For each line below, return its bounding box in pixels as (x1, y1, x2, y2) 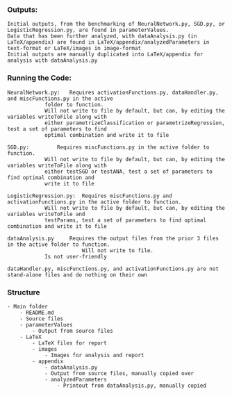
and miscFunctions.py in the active (7, 95, 113, 102)
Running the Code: (7, 73, 72, 83)
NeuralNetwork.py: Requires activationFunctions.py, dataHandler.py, (7, 89, 219, 96)
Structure (7, 287, 40, 297)
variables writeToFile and (7, 211, 85, 217)
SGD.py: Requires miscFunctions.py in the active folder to (7, 144, 210, 151)
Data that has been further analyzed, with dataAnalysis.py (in (7, 33, 197, 40)
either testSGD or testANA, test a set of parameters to (44, 168, 213, 175)
